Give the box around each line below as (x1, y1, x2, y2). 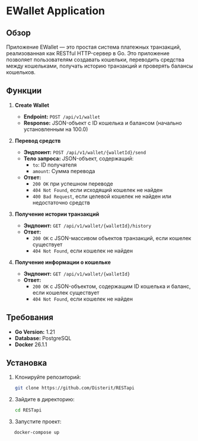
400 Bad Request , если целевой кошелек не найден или (32, 193, 172, 200)
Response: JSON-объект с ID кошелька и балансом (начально (23, 119, 182, 126)
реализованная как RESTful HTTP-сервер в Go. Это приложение (6, 50, 170, 57)
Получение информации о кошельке (14, 258, 111, 266)
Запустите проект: (14, 418, 62, 425)
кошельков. (6, 69, 36, 75)
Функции (6, 86, 42, 96)
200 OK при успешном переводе (32, 180, 114, 187)
